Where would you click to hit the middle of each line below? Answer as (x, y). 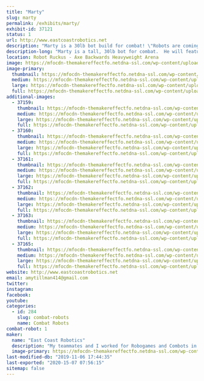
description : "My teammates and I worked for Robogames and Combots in (104, 346)
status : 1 (19, 35)
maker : (15, 334)
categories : (21, 306)
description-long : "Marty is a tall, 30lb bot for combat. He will (95, 52)
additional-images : (31, 97)
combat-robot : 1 (27, 329)
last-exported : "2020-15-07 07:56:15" (55, 363)
